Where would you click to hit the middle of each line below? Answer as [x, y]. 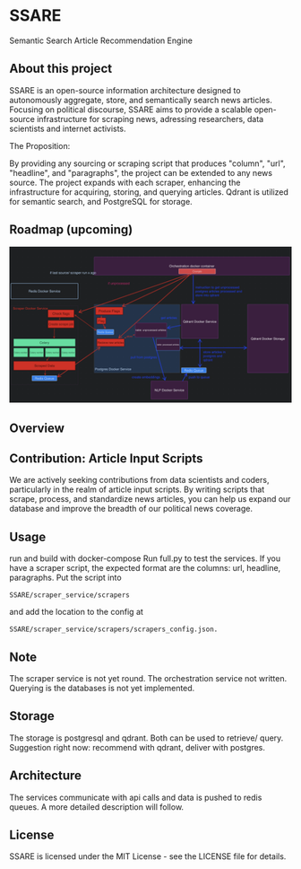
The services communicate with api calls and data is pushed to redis [136, 797]
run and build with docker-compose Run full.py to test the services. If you [145, 558]
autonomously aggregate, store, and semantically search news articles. [141, 100]
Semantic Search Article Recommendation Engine [101, 40]
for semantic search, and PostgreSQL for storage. [101, 201]
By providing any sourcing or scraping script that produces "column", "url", [147, 163]
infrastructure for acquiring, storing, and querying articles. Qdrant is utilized [149, 192]
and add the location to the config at [76, 612]
